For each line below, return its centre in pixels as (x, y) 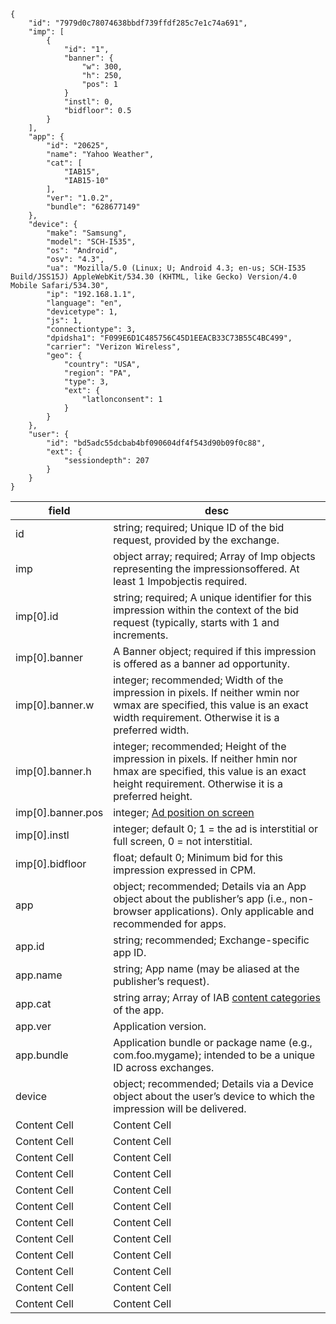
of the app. (139, 1010)
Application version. (160, 1026)
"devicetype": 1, (82, 312)
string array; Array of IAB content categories (217, 997)
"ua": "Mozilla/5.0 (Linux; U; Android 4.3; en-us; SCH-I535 (176, 268)
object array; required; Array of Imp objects (214, 556)
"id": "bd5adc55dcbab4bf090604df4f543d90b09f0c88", (156, 443)
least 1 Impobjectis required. (180, 581)
